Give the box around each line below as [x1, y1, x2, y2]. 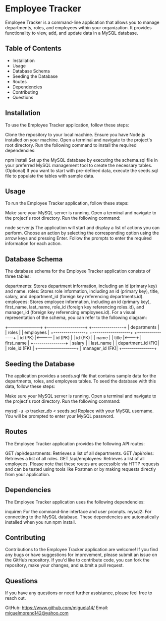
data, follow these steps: [5, 383, 55, 389]
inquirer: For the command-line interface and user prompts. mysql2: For [5, 508, 152, 514]
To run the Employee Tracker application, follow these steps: [5, 200, 129, 206]
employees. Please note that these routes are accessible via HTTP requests [5, 461, 160, 467]
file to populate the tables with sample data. [5, 173, 95, 179]
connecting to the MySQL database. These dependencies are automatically [5, 514, 160, 520]
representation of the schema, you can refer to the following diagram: [5, 314, 147, 320]
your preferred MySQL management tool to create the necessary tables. [5, 162, 153, 168]
